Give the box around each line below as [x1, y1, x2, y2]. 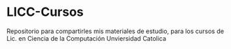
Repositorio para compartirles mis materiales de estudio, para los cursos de [6, 27, 225, 35]
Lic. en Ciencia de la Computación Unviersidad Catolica [6, 34, 167, 42]
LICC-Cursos [6, 4, 84, 20]
